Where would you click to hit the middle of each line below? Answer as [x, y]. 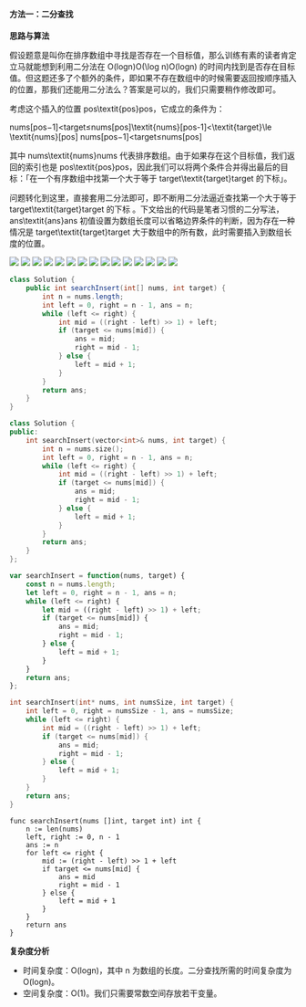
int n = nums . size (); [83, 449]
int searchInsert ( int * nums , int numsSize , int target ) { [122, 703]
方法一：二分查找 [41, 14]
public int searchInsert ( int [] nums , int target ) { [126, 288]
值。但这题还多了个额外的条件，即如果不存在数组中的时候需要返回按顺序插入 [153, 79]
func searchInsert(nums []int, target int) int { [106, 821]
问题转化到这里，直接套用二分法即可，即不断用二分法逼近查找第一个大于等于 [153, 198]
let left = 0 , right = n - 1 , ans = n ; [102, 593]
